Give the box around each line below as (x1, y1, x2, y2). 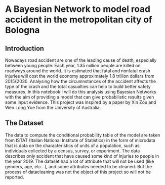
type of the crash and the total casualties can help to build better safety (5, 84, 151, 90)
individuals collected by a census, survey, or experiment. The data (5, 147, 140, 154)
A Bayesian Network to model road (5, 3, 151, 15)
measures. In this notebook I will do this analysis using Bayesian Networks (5, 89, 157, 94)
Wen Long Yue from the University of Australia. (5, 105, 101, 110)
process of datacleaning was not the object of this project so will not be (5, 169, 151, 175)
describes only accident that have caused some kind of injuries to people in (5, 153, 159, 159)
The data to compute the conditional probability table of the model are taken (5, 132, 161, 138)
